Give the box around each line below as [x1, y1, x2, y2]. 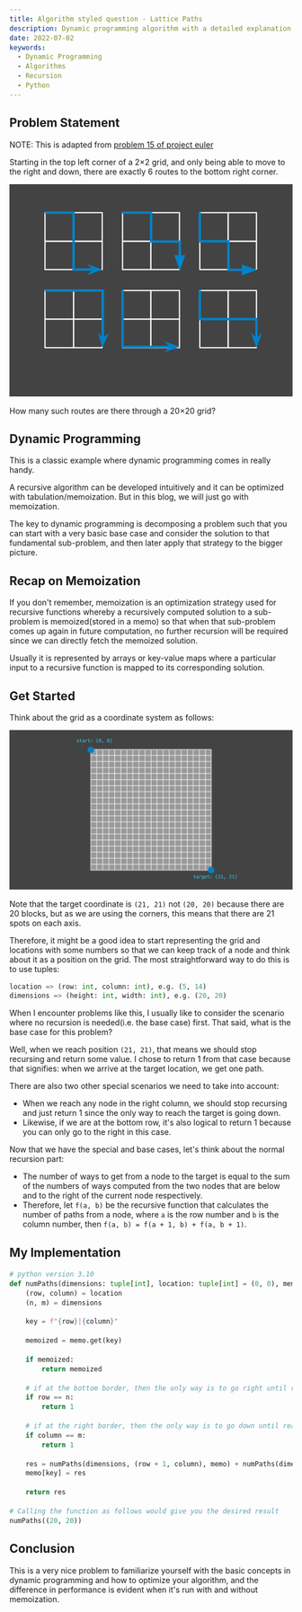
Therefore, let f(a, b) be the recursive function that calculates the [22, 1200, 270, 1210]
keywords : [9, 43, 47, 52]
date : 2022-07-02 [9, 33, 75, 42]
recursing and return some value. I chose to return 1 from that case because [9, 1054, 291, 1065]
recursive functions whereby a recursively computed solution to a [9, 607, 253, 617]
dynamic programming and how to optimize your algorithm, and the [9, 1574, 259, 1585]
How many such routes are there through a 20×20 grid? [9, 405, 216, 416]
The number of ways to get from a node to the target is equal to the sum [22, 1171, 290, 1182]
